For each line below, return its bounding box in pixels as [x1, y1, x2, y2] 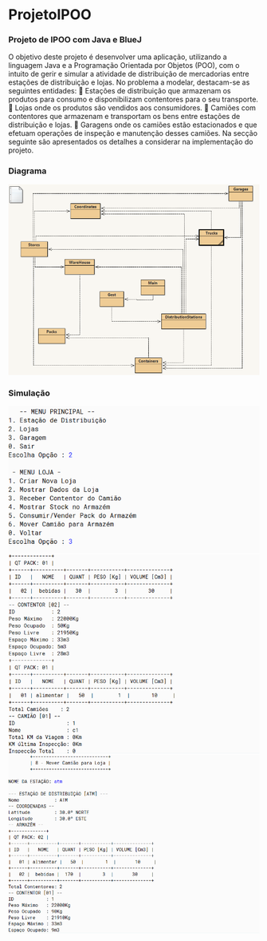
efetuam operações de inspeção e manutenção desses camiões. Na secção [8, 129, 257, 138]
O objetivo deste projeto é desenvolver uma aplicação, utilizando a [8, 52, 227, 62]
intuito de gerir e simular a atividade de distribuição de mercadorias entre [8, 69, 249, 79]
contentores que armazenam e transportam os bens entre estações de [8, 112, 241, 121]
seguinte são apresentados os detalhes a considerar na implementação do [8, 137, 253, 147]
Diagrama [8, 165, 47, 177]
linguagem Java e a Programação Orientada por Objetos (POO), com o [8, 61, 240, 70]
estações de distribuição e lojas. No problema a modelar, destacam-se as [8, 77, 250, 87]
